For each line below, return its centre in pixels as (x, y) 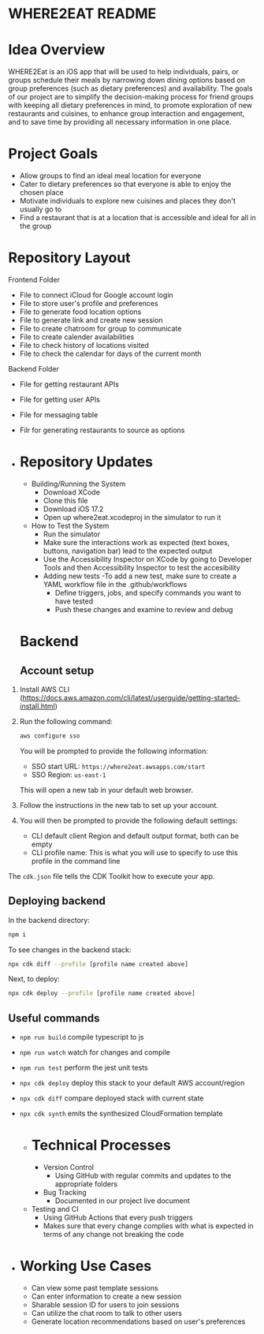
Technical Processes (101, 1145)
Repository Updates (86, 462)
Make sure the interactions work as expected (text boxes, (136, 542)
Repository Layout (70, 258)
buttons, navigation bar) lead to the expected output (128, 551)
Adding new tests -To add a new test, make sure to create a (140, 576)
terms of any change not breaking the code (113, 1234)
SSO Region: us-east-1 (69, 775)
